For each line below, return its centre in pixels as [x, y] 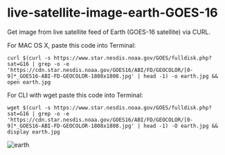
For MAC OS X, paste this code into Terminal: [72, 45]
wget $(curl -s [29, 108]
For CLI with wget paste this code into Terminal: [75, 95]
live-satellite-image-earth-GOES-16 [112, 13]
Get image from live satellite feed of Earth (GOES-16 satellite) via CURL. [109, 32]
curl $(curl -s [29, 58]
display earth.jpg [34, 132]
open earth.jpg [29, 82]
